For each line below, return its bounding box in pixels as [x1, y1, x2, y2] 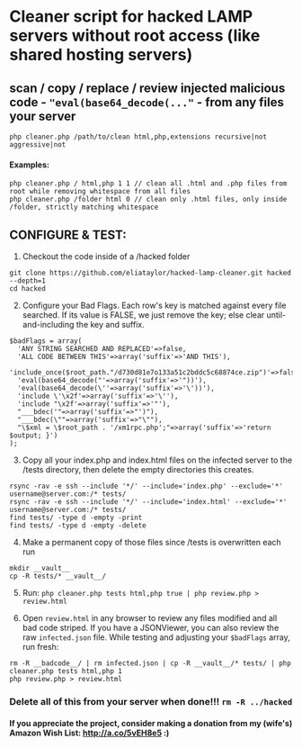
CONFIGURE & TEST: [9, 227, 128, 242]
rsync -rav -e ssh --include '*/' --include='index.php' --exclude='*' [9, 481, 283, 491]
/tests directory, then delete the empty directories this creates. [22, 464, 254, 475]
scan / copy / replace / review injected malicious [9, 80, 286, 95]
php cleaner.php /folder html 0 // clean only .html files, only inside [9, 195, 288, 204]
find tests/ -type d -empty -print [9, 513, 143, 523]
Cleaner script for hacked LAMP [9, 6, 253, 27]
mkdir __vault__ [9, 564, 70, 573]
